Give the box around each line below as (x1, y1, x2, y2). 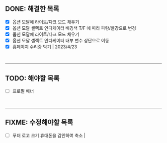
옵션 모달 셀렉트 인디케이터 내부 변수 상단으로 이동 (12, 38, 109, 43)
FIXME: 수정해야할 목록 (5, 118, 74, 127)
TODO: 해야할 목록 (5, 74, 60, 82)
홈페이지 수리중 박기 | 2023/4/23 (12, 44, 77, 50)
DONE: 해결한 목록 (5, 4, 60, 13)
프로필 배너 (12, 88, 34, 94)
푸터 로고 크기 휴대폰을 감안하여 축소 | (12, 132, 86, 138)
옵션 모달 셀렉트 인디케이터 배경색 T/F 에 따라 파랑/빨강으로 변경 (12, 25, 136, 31)
